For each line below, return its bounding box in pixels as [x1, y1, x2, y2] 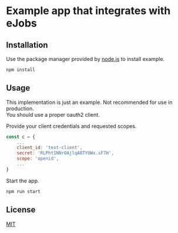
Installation [6, 40, 48, 50]
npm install [6, 67, 35, 73]
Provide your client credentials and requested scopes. [6, 122, 137, 130]
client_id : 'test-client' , [16, 145, 83, 151]
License [6, 205, 36, 215]
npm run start [6, 188, 41, 194]
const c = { [6, 134, 35, 140]
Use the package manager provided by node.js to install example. [6, 56, 165, 62]
